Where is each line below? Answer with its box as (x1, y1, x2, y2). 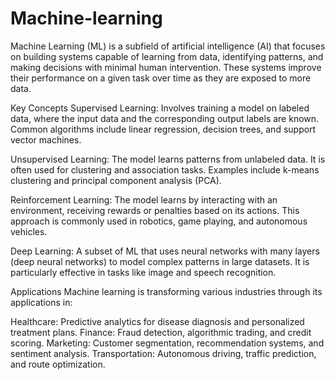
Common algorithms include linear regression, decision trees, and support (10, 123, 317, 135)
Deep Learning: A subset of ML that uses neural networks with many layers (10, 245, 320, 257)
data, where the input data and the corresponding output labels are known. (10, 112, 320, 124)
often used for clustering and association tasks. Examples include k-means (10, 163, 320, 176)
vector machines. (10, 133, 82, 146)
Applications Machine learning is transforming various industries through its (10, 285, 323, 297)
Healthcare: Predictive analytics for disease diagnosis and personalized (10, 315, 305, 327)
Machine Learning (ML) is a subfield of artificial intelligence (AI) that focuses (10, 40, 326, 52)
